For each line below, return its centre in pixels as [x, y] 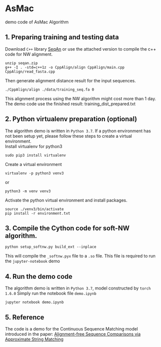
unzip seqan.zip [21, 63]
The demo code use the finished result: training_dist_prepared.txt [70, 104]
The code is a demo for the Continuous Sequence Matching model [72, 329]
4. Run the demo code [39, 276]
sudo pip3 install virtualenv [36, 155]
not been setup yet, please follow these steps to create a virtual [69, 136]
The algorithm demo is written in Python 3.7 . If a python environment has [78, 131]
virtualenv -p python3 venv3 [34, 173]
